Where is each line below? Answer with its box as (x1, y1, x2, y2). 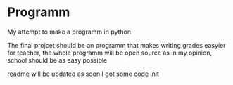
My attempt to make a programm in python (7, 27, 132, 36)
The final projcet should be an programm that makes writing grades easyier (7, 41, 226, 49)
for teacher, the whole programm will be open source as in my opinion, (7, 48, 213, 57)
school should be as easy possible (7, 55, 108, 64)
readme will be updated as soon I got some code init (7, 70, 160, 78)
